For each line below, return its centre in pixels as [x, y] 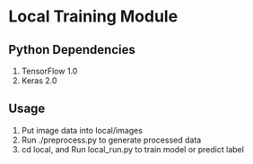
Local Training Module [93, 17]
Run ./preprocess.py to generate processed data [111, 140]
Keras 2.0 [39, 81]
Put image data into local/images [82, 130]
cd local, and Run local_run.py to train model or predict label [132, 149]
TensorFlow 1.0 [49, 71]
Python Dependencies [72, 50]
